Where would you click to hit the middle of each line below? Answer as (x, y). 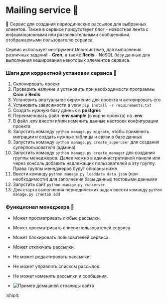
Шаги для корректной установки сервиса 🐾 (61, 73)
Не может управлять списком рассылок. (57, 266)
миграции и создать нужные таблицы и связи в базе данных (78, 137)
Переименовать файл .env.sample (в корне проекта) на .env (78, 116)
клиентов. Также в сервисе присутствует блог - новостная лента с (77, 29)
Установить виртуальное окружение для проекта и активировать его (87, 100)
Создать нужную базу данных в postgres (57, 110)
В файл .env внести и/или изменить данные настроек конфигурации (85, 121)
